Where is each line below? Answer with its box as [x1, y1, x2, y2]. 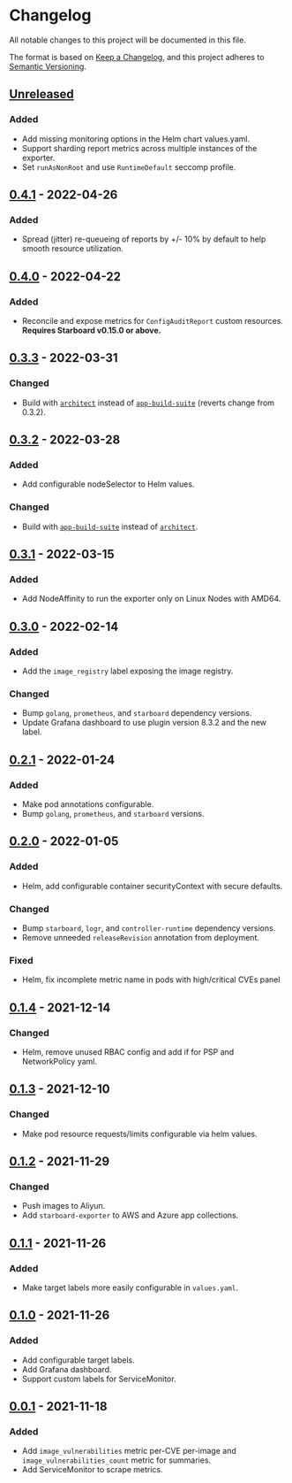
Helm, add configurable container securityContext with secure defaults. [21, 880, 283, 891]
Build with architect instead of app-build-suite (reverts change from [21, 397, 275, 408]
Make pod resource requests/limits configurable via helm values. [21, 1128, 258, 1139]
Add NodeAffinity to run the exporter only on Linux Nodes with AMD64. [21, 594, 281, 604]
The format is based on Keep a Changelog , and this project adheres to [9, 51, 265, 62]
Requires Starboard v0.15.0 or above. [21, 325, 161, 335]
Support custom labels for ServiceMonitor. [21, 1373, 176, 1384]
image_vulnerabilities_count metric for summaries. [21, 1455, 212, 1465]
